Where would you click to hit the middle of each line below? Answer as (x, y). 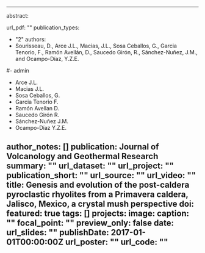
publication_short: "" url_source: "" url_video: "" (101, 175)
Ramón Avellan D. (37, 108)
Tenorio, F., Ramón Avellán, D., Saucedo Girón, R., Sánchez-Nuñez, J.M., (106, 52)
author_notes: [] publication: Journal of (83, 147)
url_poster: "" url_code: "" (117, 242)
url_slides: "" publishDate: (58, 233)
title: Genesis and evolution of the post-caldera (98, 185)
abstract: (18, 16)
